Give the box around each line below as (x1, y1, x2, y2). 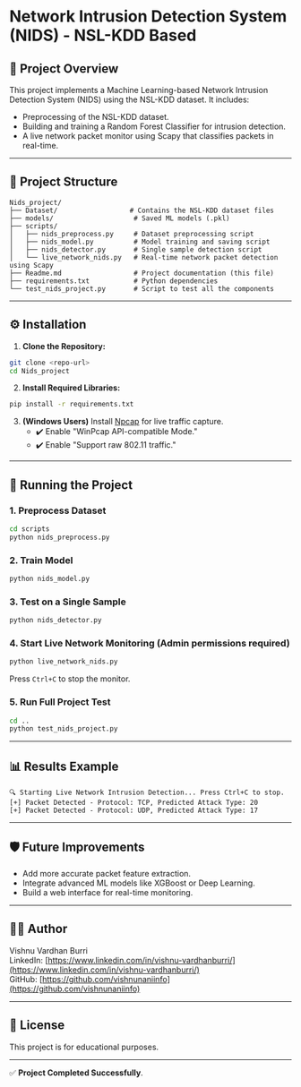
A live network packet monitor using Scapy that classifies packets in (21, 131, 274, 141)
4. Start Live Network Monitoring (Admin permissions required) (9, 637, 290, 649)
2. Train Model (9, 553, 73, 566)
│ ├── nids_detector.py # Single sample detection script (9, 244, 262, 254)
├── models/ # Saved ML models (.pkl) (9, 213, 230, 223)
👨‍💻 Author (9, 921, 68, 937)
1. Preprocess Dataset (9, 504, 107, 517)
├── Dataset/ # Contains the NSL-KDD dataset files (9, 206, 275, 215)
